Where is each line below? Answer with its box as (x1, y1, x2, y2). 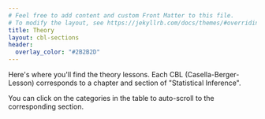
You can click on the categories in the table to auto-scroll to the (8, 94, 215, 102)
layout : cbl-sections (8, 33, 80, 42)
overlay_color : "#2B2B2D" (15, 48, 101, 56)
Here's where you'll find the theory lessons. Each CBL (8, 70, 184, 79)
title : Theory (8, 26, 55, 34)
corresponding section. (8, 102, 84, 111)
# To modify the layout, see (8, 19, 104, 27)
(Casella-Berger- (185, 70, 240, 79)
